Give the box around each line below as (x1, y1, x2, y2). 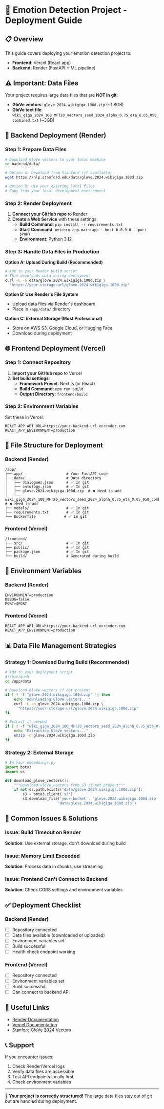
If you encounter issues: (5, 1054, 54, 1060)
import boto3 (5, 765, 32, 770)
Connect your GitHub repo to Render (12, 211, 88, 217)
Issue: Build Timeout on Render (5, 829, 81, 836)
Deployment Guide (5, 15, 82, 26)
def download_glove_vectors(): (5, 778, 69, 783)
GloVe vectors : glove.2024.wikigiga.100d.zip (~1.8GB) (12, 101, 124, 107)
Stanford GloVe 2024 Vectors (12, 1027, 72, 1033)
